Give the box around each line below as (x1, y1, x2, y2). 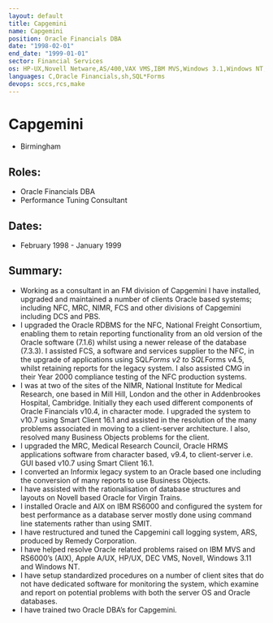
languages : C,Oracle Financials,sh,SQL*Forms (8, 72, 165, 80)
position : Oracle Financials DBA (8, 34, 122, 43)
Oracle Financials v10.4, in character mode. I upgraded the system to (19, 406, 251, 416)
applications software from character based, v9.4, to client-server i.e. (19, 449, 253, 459)
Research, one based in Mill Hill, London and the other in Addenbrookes (19, 389, 262, 399)
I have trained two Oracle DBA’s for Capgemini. (19, 604, 177, 614)
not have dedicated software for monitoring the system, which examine (19, 578, 259, 589)
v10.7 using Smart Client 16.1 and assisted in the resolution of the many (19, 415, 258, 425)
